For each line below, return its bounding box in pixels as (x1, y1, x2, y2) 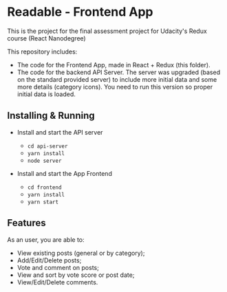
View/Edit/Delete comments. (17, 278, 98, 286)
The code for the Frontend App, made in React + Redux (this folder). (17, 60, 211, 69)
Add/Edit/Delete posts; (17, 256, 82, 265)
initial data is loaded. (17, 90, 76, 98)
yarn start (27, 199, 59, 205)
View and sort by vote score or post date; (17, 271, 135, 279)
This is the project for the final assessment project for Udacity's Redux (7, 27, 208, 35)
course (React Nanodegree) (7, 34, 86, 42)
